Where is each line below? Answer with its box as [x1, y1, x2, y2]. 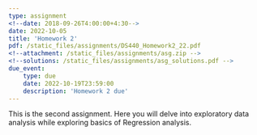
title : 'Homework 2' [8, 34, 79, 43]
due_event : [8, 65, 45, 73]
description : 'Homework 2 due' [23, 86, 129, 95]
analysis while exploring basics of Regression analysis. [8, 118, 192, 128]
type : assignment [8, 11, 67, 20]
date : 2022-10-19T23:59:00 [23, 79, 114, 87]
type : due [23, 72, 57, 80]
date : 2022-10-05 [8, 27, 67, 35]
